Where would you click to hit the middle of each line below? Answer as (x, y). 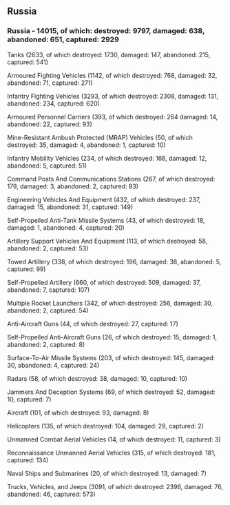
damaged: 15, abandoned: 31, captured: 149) (70, 207)
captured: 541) (28, 62)
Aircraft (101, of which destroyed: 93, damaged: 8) (78, 413)
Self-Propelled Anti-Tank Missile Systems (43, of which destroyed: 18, (106, 220)
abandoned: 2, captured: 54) (48, 310)
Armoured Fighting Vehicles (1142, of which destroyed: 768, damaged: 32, (112, 75)
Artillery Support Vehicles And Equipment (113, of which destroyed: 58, (107, 241)
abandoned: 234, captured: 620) (53, 103)
